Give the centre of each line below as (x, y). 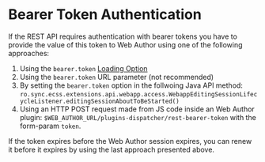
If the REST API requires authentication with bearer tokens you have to (123, 36)
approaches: (29, 53)
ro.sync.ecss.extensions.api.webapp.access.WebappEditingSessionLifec (138, 94)
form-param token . (50, 126)
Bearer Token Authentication (105, 15)
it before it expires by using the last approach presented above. (112, 149)
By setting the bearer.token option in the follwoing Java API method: (131, 85)
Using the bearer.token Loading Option (83, 68)
